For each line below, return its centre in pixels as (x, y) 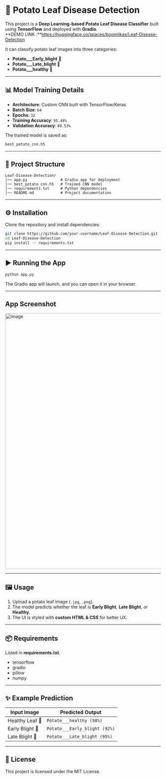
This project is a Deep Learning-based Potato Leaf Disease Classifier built (82, 24)
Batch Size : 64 (27, 110)
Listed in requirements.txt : (33, 653)
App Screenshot (31, 304)
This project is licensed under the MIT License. (53, 771)
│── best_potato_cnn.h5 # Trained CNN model (54, 184)
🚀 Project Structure (35, 165)
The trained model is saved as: (36, 135)
